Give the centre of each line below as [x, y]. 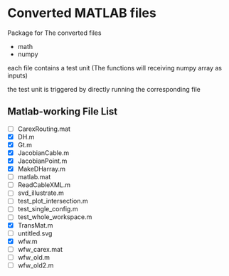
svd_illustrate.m [41, 193]
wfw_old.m [34, 257]
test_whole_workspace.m [55, 217]
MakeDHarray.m [42, 169]
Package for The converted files [54, 33]
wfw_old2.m [36, 265]
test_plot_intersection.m [53, 201]
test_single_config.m [48, 209]
